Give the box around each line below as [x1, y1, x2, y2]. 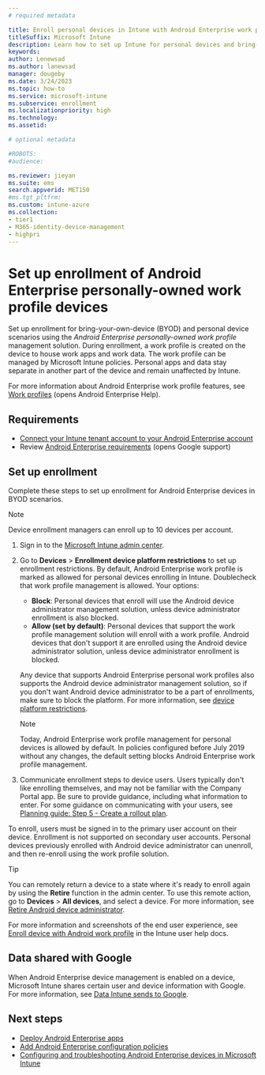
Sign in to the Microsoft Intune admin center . [19, 540, 164, 549]
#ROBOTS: [8, 149, 37, 158]
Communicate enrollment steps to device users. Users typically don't [19, 775, 244, 784]
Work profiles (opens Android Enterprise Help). [8, 390, 161, 399]
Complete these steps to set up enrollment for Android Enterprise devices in [8, 485, 256, 495]
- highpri [8, 230, 41, 238]
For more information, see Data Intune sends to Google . [8, 989, 189, 998]
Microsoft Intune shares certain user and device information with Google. [8, 981, 246, 990]
